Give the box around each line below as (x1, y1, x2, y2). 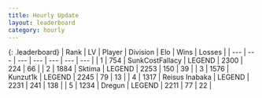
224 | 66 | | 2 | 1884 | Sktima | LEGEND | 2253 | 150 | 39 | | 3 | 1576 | (8, 64, 230, 74)
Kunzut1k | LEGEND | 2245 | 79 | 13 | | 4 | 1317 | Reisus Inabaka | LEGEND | (8, 72, 249, 82)
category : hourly (8, 26, 65, 34)
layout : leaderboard (8, 19, 76, 27)
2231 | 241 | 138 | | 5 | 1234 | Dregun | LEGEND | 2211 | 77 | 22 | (8, 81, 212, 90)
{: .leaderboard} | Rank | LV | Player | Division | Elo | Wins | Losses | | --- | (8, 48, 246, 57)
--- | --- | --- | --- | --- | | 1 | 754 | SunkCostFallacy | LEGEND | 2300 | (17, 56, 243, 65)
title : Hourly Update (8, 11, 79, 20)
